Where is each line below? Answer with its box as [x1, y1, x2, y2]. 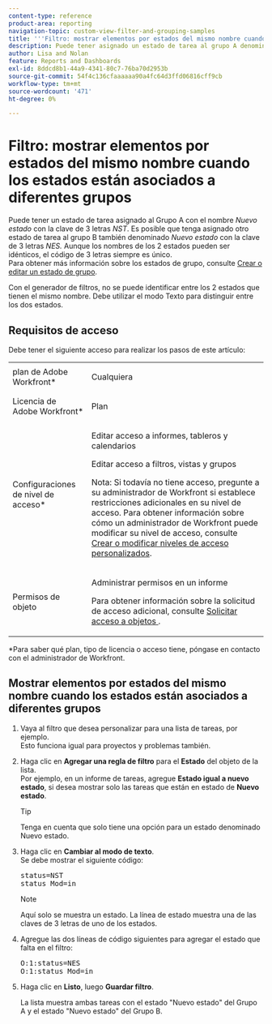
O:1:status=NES [19, 958, 81, 967]
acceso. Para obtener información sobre [91, 508, 244, 518]
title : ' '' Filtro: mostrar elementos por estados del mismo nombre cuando [8, 34, 266, 43]
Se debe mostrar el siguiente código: [19, 855, 144, 864]
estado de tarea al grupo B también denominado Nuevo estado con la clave [8, 233, 261, 242]
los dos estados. [8, 300, 63, 310]
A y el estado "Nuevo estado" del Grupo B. [19, 1006, 164, 1016]
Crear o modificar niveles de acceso [91, 538, 229, 548]
